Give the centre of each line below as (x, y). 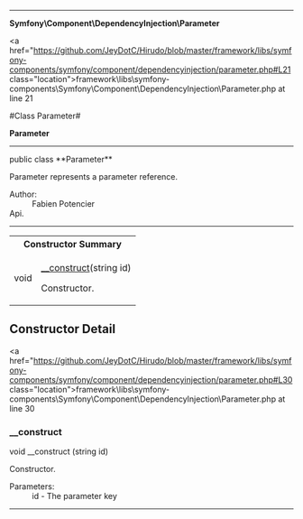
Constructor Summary (72, 244)
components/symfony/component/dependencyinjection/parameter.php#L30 (151, 379)
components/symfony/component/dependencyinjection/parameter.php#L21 (150, 70)
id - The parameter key (74, 496)
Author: (23, 194)
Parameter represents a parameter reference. (94, 176)
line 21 (21, 98)
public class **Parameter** (61, 159)
